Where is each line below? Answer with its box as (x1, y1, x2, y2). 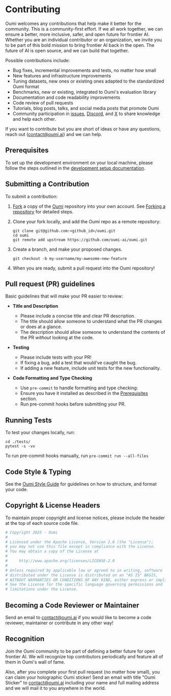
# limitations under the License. (5, 587, 79, 592)
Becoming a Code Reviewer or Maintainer (5, 601, 139, 609)
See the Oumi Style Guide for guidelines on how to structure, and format (5, 481, 157, 487)
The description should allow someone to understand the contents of (20, 329, 165, 335)
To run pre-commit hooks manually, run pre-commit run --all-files (5, 452, 149, 459)
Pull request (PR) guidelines (5, 279, 95, 288)
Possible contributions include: (5, 57, 70, 63)
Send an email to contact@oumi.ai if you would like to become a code (5, 614, 152, 620)
